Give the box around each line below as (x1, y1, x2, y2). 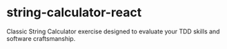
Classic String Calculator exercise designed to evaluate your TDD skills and (6, 27, 220, 35)
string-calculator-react (6, 5, 142, 20)
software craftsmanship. (6, 34, 76, 42)
